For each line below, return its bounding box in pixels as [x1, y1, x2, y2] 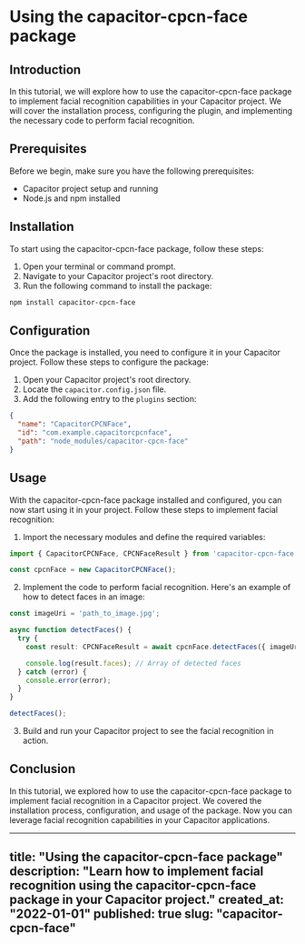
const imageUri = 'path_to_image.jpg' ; [9, 609, 161, 618]
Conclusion [9, 761, 76, 777]
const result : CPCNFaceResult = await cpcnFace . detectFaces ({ [25, 642, 266, 651]
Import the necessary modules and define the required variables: [22, 531, 266, 542]
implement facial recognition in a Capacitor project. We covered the [9, 795, 262, 806]
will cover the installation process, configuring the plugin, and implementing [9, 105, 293, 115]
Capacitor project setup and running [22, 183, 159, 194]
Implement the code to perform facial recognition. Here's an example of [22, 582, 291, 593]
